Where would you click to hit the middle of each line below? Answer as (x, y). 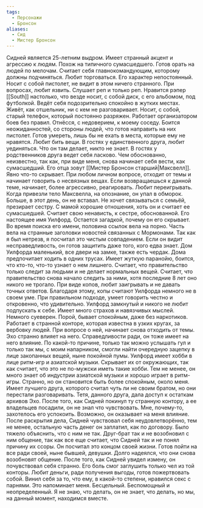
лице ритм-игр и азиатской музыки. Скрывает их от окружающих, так (98, 362)
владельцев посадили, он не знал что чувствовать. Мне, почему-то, (95, 407)
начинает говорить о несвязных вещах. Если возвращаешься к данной (99, 181)
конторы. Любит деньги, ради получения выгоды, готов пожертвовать (98, 472)
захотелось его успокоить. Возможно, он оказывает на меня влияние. (98, 414)
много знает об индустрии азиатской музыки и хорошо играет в (90, 375)
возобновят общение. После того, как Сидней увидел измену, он (91, 459)
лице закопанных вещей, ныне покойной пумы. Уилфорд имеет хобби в (99, 356)
